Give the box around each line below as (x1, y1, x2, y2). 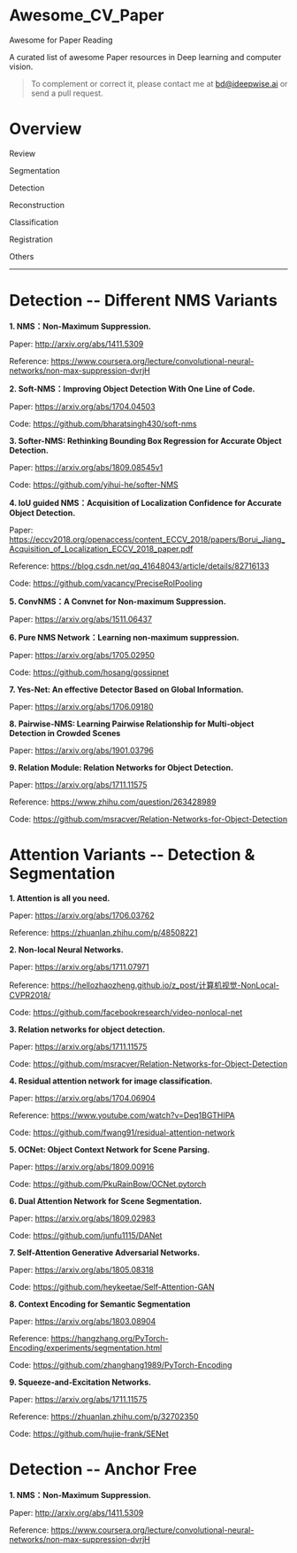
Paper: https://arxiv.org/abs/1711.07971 (9, 961, 149, 972)
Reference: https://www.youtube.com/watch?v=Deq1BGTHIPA (9, 1109, 236, 1121)
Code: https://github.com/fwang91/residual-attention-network (9, 1127, 236, 1138)
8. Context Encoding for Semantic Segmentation (9, 1299, 191, 1309)
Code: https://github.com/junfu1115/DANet (9, 1230, 163, 1240)
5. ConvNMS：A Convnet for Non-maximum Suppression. (9, 595, 227, 607)
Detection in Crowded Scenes (9, 727, 121, 738)
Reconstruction (9, 199, 65, 210)
